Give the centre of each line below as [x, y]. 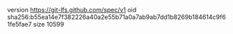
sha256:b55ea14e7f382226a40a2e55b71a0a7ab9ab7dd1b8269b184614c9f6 [116, 17]
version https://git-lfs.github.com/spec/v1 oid [72, 10]
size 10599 [49, 24]
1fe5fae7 [19, 24]
